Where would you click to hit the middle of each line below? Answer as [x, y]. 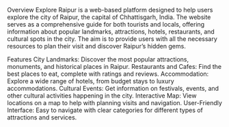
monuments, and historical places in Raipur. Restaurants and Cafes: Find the [114, 67]
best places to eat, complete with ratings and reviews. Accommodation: [108, 74]
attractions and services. [42, 117]
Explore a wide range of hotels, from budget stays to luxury [91, 81]
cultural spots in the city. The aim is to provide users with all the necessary [112, 39]
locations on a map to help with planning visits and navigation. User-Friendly [114, 103]
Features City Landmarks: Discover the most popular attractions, [98, 59]
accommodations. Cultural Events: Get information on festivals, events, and [113, 88]
